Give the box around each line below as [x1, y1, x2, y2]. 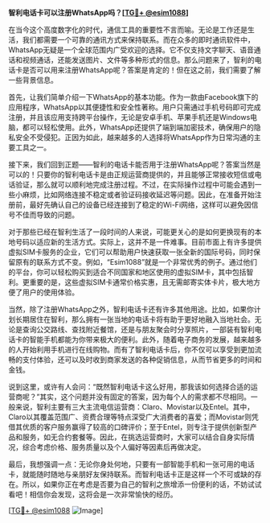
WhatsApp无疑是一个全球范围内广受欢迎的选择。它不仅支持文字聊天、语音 [8, 45, 255, 55]
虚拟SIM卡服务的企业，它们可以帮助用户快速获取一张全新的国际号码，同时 [8, 247, 254, 257]
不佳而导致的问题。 [14, 210, 79, 220]
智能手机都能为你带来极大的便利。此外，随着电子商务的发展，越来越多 [29, 335, 262, 344]
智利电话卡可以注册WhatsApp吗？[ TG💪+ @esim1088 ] [8, 8, 189, 17]
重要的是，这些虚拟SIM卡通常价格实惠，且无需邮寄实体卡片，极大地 [29, 278, 254, 286]
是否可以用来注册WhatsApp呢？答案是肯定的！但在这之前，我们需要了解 [22, 65, 261, 75]
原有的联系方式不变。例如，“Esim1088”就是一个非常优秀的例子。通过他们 [14, 257, 258, 266]
